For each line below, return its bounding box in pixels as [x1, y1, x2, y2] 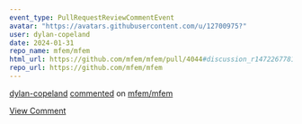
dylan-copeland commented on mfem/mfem [9, 87, 173, 99]
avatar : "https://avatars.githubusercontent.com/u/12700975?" [9, 22, 247, 31]
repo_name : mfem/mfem [9, 47, 91, 56]
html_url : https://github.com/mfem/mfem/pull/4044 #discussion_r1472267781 [9, 55, 296, 64]
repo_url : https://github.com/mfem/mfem [9, 64, 164, 73]
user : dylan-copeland [9, 30, 91, 39]
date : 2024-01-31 [9, 38, 75, 48]
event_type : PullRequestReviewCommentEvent [9, 13, 175, 22]
